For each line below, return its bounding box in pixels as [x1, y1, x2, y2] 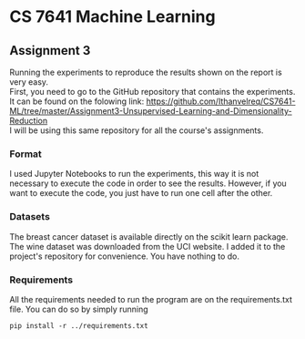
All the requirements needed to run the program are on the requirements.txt [9, 293, 293, 304]
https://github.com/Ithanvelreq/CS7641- [146, 96, 296, 107]
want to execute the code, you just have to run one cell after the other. [9, 188, 273, 199]
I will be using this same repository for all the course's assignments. [9, 125, 264, 136]
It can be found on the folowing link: [9, 96, 145, 107]
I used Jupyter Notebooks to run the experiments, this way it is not [9, 169, 259, 180]
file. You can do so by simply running [9, 303, 148, 314]
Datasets [9, 211, 50, 223]
